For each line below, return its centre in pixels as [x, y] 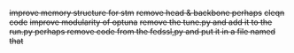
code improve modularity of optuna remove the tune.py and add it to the [141, 22]
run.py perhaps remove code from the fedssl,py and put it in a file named [143, 31]
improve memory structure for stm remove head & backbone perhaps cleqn [147, 13]
